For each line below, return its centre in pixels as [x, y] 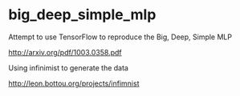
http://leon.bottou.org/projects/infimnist [74, 83]
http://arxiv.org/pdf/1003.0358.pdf [65, 52]
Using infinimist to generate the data [68, 68]
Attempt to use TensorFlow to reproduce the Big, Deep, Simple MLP [120, 37]
